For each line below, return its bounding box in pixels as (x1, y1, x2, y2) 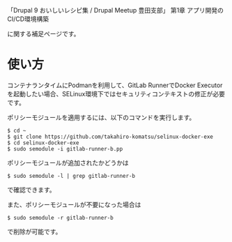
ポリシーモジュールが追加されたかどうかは (7, 158, 129, 167)
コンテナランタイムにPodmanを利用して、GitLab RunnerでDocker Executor (7, 81, 223, 89)
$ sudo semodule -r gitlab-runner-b (7, 214, 114, 221)
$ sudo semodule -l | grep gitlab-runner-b (7, 172, 136, 179)
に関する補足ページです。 (7, 30, 80, 38)
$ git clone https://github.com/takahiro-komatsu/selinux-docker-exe (7, 133, 214, 140)
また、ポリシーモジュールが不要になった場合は (7, 200, 141, 209)
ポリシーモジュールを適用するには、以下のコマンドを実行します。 (7, 113, 196, 121)
